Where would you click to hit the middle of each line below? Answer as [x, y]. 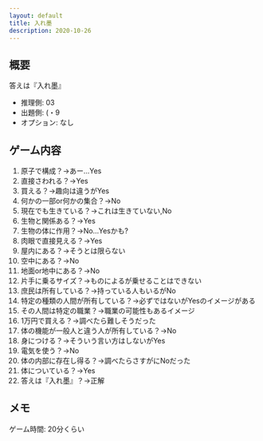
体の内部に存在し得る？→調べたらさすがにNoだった [106, 361]
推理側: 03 [37, 103]
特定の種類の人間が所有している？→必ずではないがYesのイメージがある [138, 301]
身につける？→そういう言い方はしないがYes [93, 341]
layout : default [36, 16]
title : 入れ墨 [31, 23]
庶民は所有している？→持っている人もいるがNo [98, 291]
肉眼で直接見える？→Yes [61, 241]
